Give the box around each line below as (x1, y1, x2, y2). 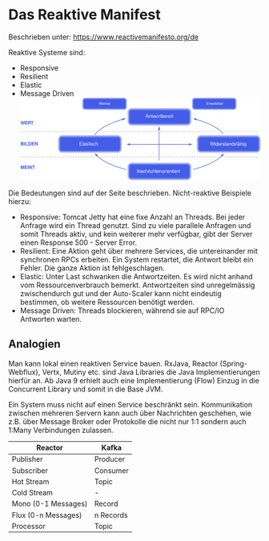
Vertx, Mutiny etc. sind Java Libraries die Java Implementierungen (42, 367, 260, 377)
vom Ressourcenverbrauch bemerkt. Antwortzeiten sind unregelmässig (19, 280, 255, 290)
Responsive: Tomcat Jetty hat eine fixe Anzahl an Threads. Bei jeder (19, 212, 246, 222)
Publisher (11, 455, 43, 464)
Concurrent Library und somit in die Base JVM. (8, 384, 163, 394)
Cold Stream (11, 488, 54, 497)
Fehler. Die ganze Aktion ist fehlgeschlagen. (19, 262, 166, 273)
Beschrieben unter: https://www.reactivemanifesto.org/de (8, 32, 199, 42)
